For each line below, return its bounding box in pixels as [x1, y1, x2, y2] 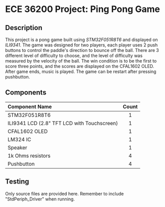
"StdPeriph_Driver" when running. [5, 196, 75, 202]
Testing [5, 177, 29, 186]
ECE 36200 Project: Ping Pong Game [5, 3, 161, 15]
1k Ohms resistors [7, 152, 51, 159]
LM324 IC [7, 136, 31, 143]
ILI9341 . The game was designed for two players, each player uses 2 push [5, 42, 158, 48]
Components [5, 88, 46, 97]
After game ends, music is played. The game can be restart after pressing [5, 68, 157, 74]
